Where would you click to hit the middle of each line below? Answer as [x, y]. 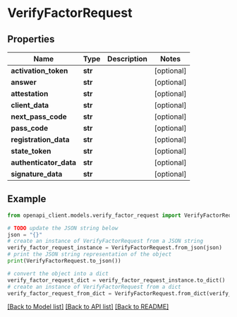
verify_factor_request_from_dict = [60, 293]
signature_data [37, 174]
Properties [31, 39]
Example [27, 199]
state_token [31, 151]
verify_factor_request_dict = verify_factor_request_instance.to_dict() [116, 280]
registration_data [40, 139]
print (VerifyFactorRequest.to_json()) [64, 261]
